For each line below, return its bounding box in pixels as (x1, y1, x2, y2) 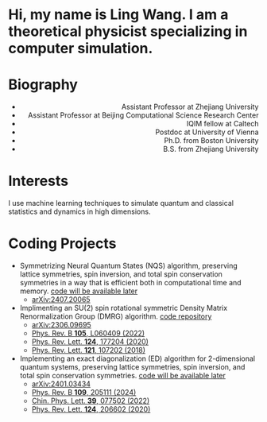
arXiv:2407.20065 (31, 295, 91, 304)
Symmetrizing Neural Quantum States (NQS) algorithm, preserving (19, 261, 238, 270)
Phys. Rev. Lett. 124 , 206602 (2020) (31, 405, 151, 414)
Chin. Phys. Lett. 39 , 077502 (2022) (31, 396, 150, 405)
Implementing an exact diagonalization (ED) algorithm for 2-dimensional (19, 354, 256, 363)
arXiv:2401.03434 (31, 379, 91, 389)
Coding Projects (8, 234, 117, 253)
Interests (8, 172, 69, 190)
